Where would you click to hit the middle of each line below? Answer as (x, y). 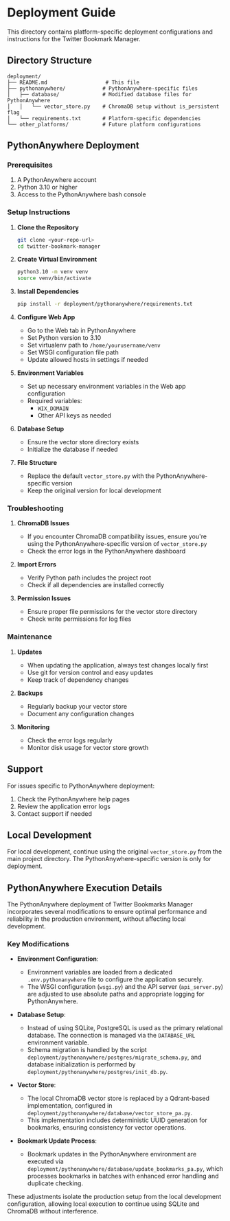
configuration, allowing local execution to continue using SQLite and (103, 1204)
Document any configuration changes (81, 714)
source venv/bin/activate (54, 278)
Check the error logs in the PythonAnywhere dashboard (106, 551)
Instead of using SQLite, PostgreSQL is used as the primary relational (125, 1028)
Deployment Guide (61, 13)
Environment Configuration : (58, 959)
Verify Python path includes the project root (89, 578)
